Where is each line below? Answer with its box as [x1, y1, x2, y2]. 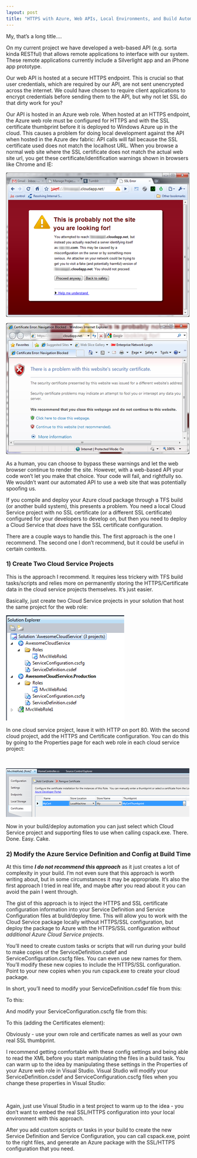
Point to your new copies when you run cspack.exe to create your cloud [6, 967, 180, 974]
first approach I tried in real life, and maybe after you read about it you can [6, 882, 186, 889]
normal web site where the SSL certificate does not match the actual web [6, 148, 184, 155]
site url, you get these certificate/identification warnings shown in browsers [6, 154, 189, 161]
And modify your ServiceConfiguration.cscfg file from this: [6, 1008, 148, 1015]
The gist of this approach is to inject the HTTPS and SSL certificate [6, 900, 168, 907]
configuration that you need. [6, 1145, 75, 1152]
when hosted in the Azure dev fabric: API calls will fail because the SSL [6, 135, 178, 142]
